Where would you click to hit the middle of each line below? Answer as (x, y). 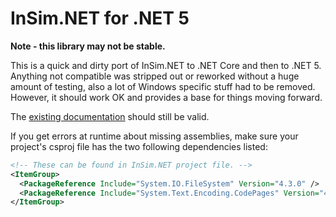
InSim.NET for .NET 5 (100, 18)
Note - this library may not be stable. (88, 46)
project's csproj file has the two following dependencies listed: (139, 146)
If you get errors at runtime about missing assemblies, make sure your (154, 136)
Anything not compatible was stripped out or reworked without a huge (155, 76)
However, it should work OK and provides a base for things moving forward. (166, 97)
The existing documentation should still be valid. (110, 116)
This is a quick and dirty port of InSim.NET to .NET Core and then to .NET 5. (166, 65)
